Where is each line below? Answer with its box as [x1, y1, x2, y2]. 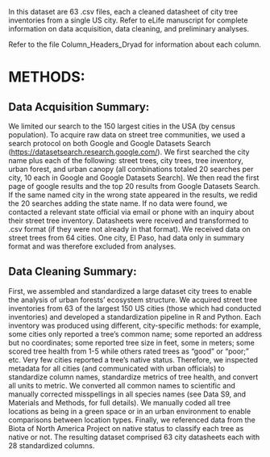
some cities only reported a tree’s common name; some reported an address [8, 329, 263, 338]
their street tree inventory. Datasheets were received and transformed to [8, 216, 249, 225]
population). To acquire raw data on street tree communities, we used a [8, 130, 246, 140]
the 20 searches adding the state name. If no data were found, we [8, 199, 228, 208]
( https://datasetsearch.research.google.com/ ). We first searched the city [8, 147, 250, 157]
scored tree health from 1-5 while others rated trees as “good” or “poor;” [8, 346, 250, 356]
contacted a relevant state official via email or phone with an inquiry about [8, 208, 255, 216]
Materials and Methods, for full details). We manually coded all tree [8, 397, 231, 407]
